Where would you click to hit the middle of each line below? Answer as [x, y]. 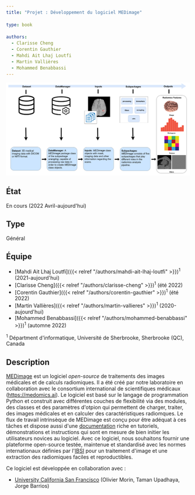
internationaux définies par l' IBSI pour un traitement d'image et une [87, 451]
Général [15, 238]
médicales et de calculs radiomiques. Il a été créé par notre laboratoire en [95, 383]
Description [28, 362]
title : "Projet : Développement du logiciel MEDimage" [74, 12]
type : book [19, 25]
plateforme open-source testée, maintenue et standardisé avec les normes [96, 445]
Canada [15, 344]
